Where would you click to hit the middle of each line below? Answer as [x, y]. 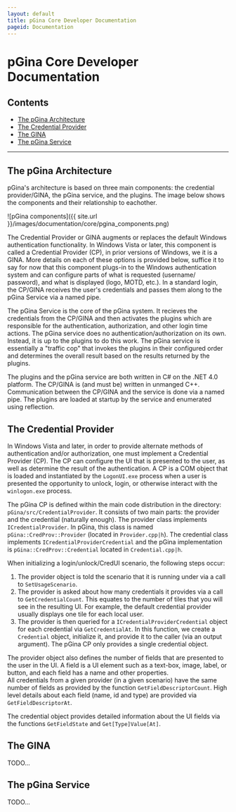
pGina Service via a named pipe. [54, 297]
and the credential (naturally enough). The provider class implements [107, 519]
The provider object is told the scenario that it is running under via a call [122, 577]
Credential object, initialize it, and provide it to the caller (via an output [120, 637]
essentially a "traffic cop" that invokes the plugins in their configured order [115, 349]
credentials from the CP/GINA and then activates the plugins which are [110, 318]
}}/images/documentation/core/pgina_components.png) [88, 224]
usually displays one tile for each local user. [80, 614]
